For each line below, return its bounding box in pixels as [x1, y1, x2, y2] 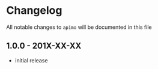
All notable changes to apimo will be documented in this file [6, 23, 152, 31]
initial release [14, 56, 48, 64]
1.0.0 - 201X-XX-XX [6, 41, 82, 51]
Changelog [6, 4, 62, 17]
